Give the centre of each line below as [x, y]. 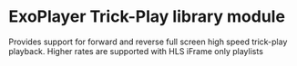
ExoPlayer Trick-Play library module [147, 17]
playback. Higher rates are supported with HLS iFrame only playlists [136, 51]
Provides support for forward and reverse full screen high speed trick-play [148, 42]
